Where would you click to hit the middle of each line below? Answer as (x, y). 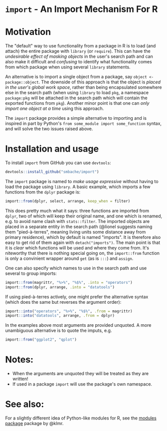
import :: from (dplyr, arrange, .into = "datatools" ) (60, 287)
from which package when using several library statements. (68, 67)
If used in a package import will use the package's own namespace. (82, 384)
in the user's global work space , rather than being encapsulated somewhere (83, 87)
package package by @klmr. (34, 424)
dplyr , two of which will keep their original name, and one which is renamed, (84, 216)
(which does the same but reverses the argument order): (63, 302)
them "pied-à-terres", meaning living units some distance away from (76, 232)
